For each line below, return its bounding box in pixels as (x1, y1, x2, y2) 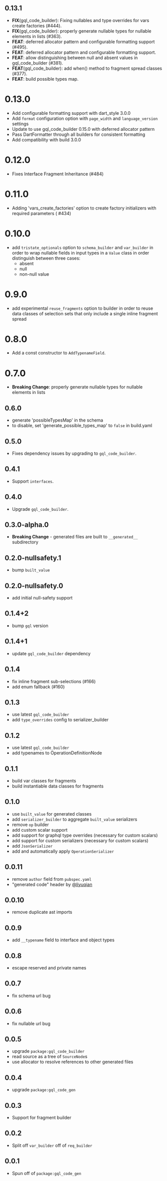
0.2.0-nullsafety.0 (4, 581, 63, 590)
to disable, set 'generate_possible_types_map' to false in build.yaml (11, 423, 152, 429)
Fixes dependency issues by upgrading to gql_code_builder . (11, 451, 137, 456)
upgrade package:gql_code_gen (11, 1087, 76, 1093)
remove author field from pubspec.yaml (11, 876, 92, 882)
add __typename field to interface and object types (11, 937, 114, 943)
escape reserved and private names (11, 965, 86, 970)
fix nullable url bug (11, 1020, 50, 1027)
